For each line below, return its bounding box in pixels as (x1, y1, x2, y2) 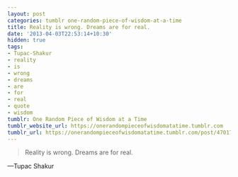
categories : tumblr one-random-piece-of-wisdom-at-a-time (7, 17, 182, 24)
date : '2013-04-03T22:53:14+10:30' (7, 30, 113, 38)
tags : (7, 43, 23, 50)
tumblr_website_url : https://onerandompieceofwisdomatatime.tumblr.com (7, 122, 223, 130)
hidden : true (7, 37, 46, 44)
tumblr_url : (7, 129, 42, 136)
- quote (7, 103, 30, 110)
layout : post (7, 10, 46, 18)
